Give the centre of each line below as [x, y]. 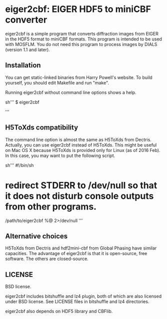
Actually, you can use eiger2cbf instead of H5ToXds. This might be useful [81, 145]
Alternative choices [36, 236]
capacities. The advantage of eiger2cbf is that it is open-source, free [76, 253]
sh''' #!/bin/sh [19, 165]
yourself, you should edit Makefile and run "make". [57, 82]
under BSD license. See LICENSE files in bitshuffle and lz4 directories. [77, 301]
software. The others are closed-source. [47, 259]
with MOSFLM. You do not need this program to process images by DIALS [81, 44]
